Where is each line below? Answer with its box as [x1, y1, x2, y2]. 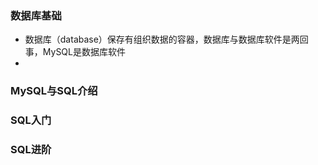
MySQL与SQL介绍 [10, 84, 98, 98]
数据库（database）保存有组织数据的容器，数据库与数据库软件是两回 [24, 33, 309, 46]
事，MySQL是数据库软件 [24, 46, 126, 58]
